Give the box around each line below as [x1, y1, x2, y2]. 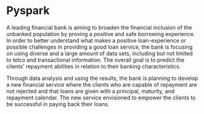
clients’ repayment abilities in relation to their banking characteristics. [6, 62, 181, 70]
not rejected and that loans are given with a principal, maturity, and [6, 87, 175, 94]
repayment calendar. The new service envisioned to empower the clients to [6, 94, 196, 101]
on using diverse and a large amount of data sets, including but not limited [6, 49, 193, 57]
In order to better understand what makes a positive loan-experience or [6, 37, 186, 44]
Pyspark [6, 4, 50, 18]
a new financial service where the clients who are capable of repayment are [6, 80, 197, 88]
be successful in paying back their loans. [6, 100, 110, 107]
